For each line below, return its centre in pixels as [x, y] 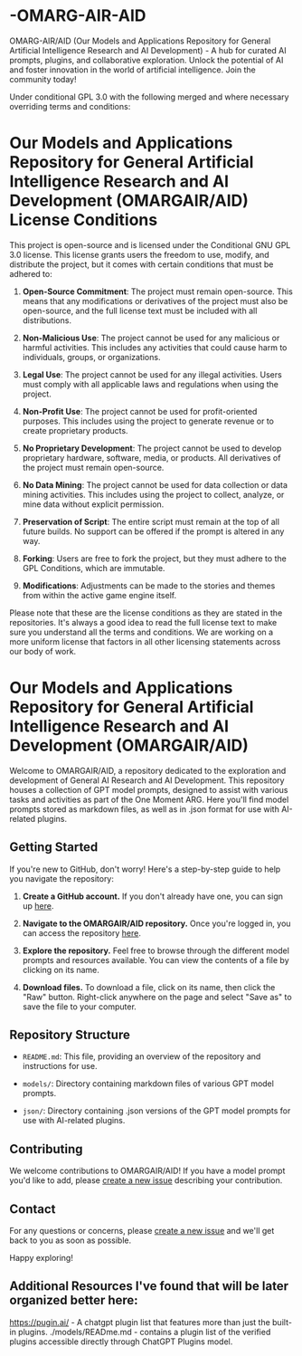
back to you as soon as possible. [71, 1240]
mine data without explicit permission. [93, 504]
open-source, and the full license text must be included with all [140, 310]
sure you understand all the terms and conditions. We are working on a [142, 632]
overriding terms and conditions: [70, 106]
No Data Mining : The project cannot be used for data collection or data [155, 484]
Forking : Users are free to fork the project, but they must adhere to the [154, 559]
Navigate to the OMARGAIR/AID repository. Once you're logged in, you [156, 923]
